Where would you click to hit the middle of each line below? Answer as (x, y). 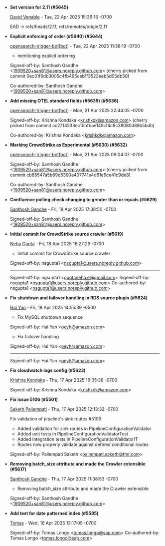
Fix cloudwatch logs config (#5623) (48, 370)
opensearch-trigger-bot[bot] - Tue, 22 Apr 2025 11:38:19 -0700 (75, 46)
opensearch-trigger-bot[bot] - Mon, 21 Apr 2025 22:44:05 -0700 (77, 110)
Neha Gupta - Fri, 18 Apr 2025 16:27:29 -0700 (57, 244)
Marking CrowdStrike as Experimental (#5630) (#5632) (69, 145)
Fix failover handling (38, 337)
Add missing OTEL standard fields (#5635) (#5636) (64, 101)
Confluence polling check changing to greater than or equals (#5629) (83, 199)
